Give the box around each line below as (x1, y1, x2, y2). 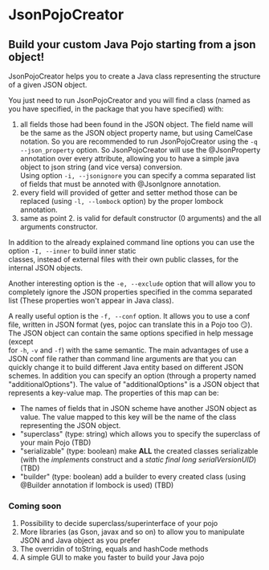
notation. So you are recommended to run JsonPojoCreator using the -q (19, 136, 259, 146)
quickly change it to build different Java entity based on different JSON (8, 363, 243, 372)
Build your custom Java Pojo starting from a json (8, 38, 256, 51)
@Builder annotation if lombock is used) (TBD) (19, 480, 174, 490)
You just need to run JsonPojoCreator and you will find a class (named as (8, 96, 251, 105)
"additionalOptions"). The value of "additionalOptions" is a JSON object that (8, 380, 259, 389)
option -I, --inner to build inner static (8, 246, 137, 255)
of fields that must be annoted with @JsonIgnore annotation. (19, 179, 221, 189)
